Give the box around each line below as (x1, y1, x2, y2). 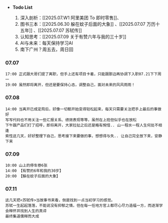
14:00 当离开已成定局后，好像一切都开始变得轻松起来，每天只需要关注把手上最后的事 (5, 106, 158, 112)
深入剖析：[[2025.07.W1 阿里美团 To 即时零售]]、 (20, 15, 122, 21)
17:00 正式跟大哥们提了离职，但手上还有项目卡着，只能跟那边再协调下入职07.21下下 (5, 72, 158, 77)
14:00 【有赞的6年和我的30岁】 (5, 168, 64, 173)
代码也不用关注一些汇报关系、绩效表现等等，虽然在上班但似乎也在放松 (12, 117, 137, 122)
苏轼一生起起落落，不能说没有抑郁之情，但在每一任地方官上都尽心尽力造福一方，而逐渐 (5, 203, 159, 208)
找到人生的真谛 (20, 208, 47, 214)
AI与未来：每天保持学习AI (20, 40, 73, 46)
